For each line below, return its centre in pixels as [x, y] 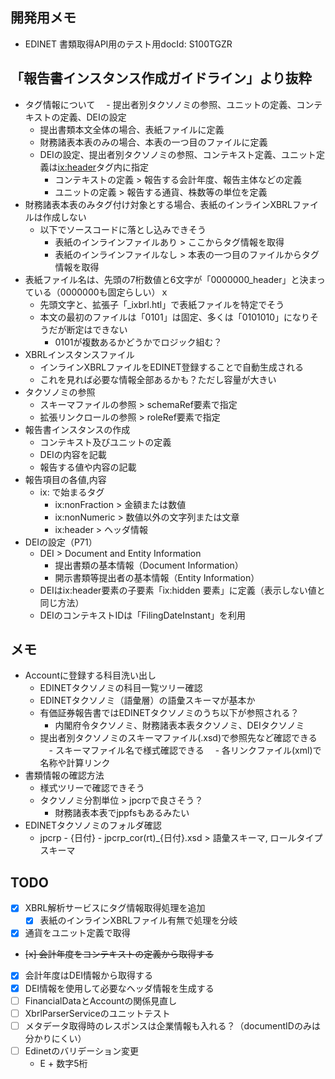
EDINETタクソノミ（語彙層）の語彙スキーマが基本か [147, 700]
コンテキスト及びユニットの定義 [105, 442]
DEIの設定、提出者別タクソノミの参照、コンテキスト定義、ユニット [178, 154]
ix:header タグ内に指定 [103, 167]
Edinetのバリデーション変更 [81, 1050]
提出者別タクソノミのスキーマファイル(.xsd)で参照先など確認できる [178, 738]
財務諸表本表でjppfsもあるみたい [122, 813]
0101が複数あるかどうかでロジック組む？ [138, 342]
